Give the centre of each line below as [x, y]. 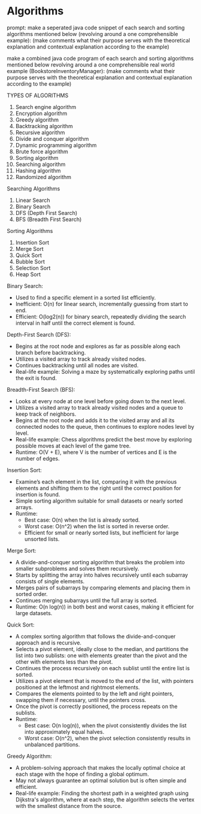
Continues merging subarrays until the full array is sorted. [86, 600]
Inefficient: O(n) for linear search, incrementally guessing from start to [102, 304]
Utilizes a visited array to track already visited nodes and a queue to [99, 407]
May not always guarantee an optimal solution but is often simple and [101, 780]
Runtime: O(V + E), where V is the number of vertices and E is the [96, 452]
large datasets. [34, 613]
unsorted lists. [42, 539]
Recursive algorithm [40, 132]
